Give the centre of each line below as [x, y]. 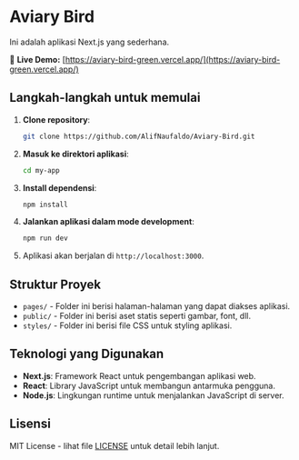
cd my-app [41, 170]
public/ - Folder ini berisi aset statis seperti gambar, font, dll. [137, 316]
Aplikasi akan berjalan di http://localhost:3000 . [113, 255]
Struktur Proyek [55, 284]
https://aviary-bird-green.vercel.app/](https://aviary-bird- [173, 59]
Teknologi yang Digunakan [87, 354]
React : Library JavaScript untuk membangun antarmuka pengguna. [149, 385]
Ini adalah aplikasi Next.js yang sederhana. [90, 42]
